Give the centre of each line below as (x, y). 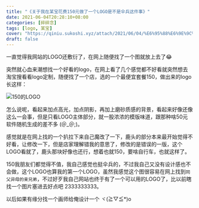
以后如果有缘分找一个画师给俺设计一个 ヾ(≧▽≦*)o (69, 199)
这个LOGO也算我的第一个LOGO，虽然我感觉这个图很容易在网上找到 (104, 172)
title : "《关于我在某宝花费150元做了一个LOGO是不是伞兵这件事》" (78, 12)
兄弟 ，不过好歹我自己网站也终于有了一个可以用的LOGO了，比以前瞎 (110, 179)
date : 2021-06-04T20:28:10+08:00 (47, 17)
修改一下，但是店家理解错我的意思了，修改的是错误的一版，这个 (104, 144)
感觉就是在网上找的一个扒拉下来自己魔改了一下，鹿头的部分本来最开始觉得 (97, 137)
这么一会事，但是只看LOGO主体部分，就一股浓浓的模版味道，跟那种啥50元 (97, 117)
